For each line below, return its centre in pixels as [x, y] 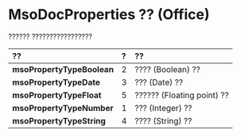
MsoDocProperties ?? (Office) [109, 15]
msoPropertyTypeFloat [57, 95]
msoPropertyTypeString [59, 120]
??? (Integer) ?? [163, 108]
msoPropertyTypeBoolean [63, 69]
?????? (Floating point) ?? [182, 95]
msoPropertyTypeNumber [63, 108]
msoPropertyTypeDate [56, 82]
